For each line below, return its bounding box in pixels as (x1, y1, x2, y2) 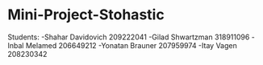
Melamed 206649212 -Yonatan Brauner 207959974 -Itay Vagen (25, 40, 237, 50)
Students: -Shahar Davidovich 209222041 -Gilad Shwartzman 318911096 (7, 32, 250, 42)
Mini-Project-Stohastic (7, 6, 165, 24)
